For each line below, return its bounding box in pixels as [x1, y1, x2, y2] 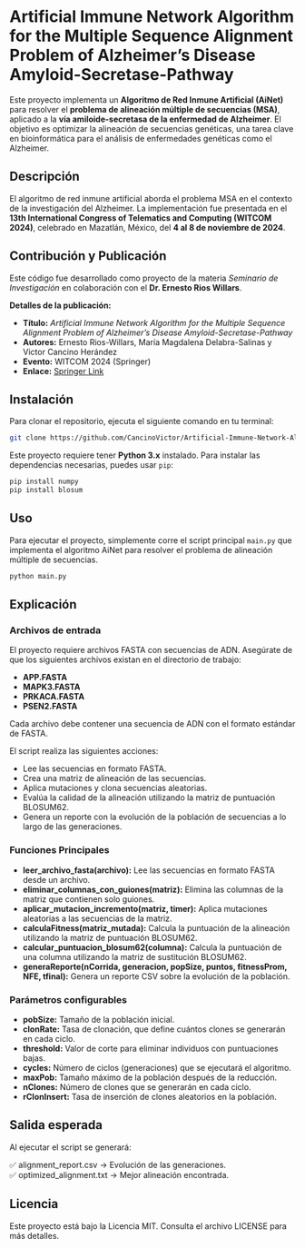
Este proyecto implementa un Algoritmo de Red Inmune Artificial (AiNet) [9, 94, 284, 105]
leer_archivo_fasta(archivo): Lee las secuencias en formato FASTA [22, 865, 275, 876]
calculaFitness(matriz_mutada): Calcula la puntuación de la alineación [22, 922, 290, 933]
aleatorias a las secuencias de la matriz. [22, 913, 172, 924]
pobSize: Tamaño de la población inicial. [22, 1014, 175, 1025]
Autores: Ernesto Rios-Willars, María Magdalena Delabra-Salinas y [22, 336, 272, 347]
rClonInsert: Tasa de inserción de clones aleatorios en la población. [22, 1091, 277, 1102]
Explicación [9, 597, 77, 612]
